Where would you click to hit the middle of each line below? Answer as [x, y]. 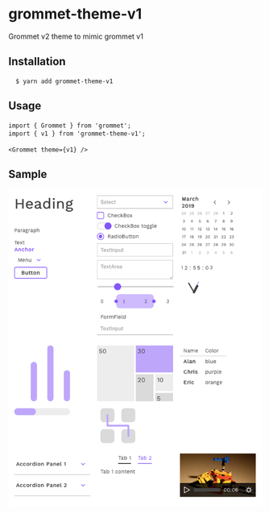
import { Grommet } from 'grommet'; [70, 126]
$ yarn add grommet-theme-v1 [64, 81]
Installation [37, 62]
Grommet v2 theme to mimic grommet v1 [76, 36]
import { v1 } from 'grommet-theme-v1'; [77, 134]
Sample [28, 174]
